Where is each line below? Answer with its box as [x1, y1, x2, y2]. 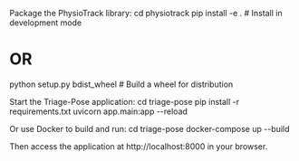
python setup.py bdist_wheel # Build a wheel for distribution [9, 79, 234, 90]
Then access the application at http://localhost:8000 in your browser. [9, 140, 268, 152]
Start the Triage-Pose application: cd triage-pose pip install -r [9, 96, 240, 107]
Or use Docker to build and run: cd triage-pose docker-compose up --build [9, 123, 290, 134]
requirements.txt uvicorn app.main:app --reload [9, 106, 188, 117]
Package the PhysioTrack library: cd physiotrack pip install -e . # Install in [9, 8, 283, 18]
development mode [9, 17, 82, 28]
